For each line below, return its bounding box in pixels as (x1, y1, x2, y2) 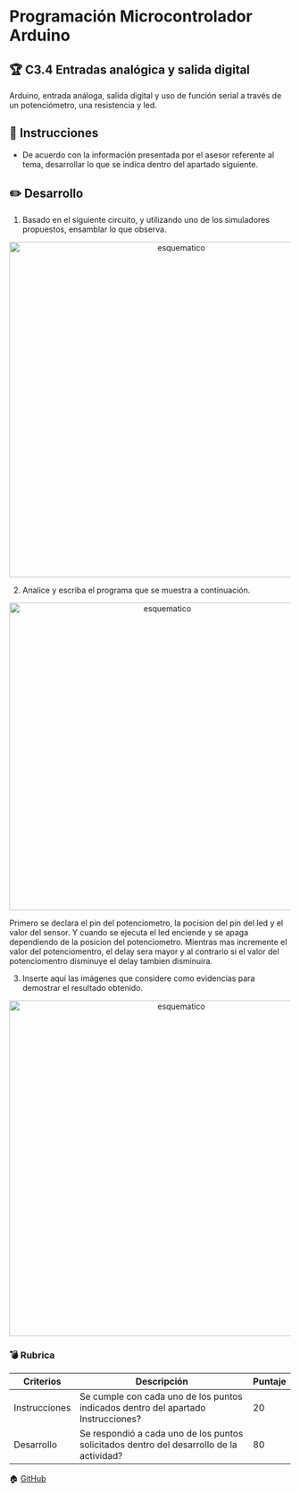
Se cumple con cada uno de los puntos (79, 1390, 243, 1403)
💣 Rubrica (9, 1349, 55, 1361)
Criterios (23, 1375, 62, 1387)
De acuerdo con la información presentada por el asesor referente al (21, 149, 275, 160)
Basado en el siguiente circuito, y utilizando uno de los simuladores (21, 214, 271, 225)
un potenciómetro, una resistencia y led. (9, 100, 158, 110)
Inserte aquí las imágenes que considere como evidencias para (21, 973, 255, 984)
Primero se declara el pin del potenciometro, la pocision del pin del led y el (9, 917, 284, 928)
